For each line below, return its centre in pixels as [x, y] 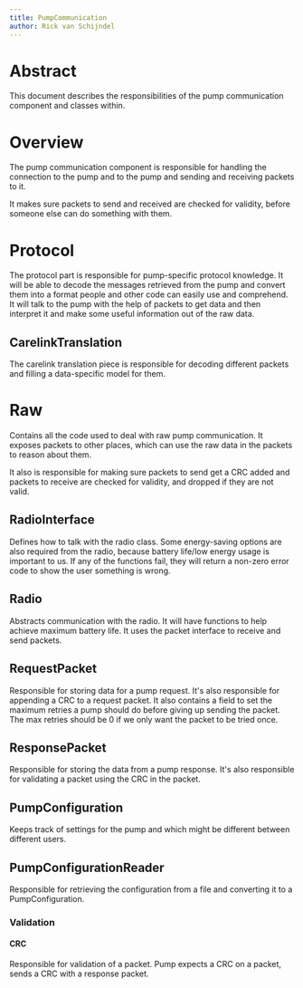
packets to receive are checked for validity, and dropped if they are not [142, 482]
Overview [47, 142]
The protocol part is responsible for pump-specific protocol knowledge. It [146, 275]
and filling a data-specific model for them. [87, 374]
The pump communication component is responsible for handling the [138, 168]
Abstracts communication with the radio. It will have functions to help [138, 620]
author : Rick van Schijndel [62, 26]
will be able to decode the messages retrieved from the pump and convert [147, 285]
